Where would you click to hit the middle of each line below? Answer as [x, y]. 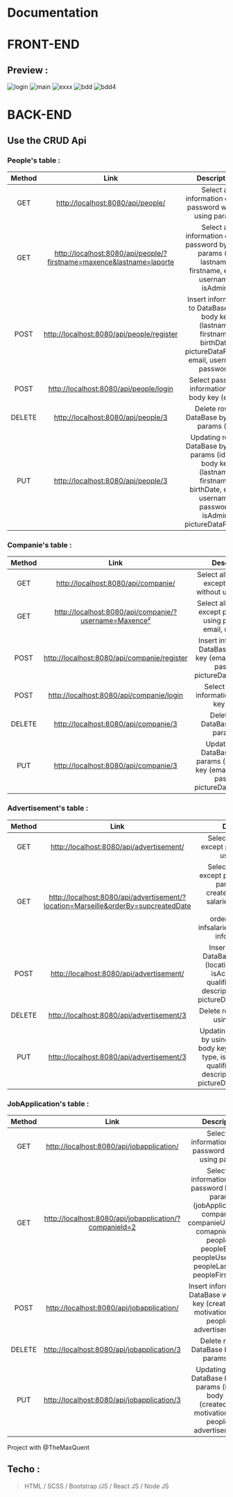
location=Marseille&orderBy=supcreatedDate [118, 906]
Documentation [53, 13]
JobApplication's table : [48, 1104]
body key [204, 397]
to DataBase [208, 308]
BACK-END [40, 115]
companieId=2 [112, 1227]
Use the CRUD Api [47, 140]
